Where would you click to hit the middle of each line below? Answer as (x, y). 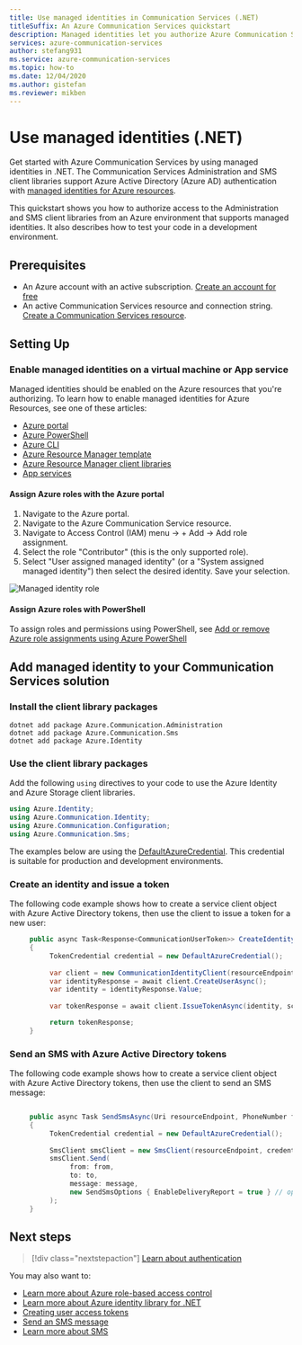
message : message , (104, 1184)
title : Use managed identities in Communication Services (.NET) (134, 18)
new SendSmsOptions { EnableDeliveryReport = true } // (176, 1192)
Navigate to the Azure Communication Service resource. (127, 523)
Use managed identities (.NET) (126, 137)
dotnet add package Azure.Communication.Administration (116, 726)
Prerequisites (48, 265)
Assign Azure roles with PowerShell (77, 609)
